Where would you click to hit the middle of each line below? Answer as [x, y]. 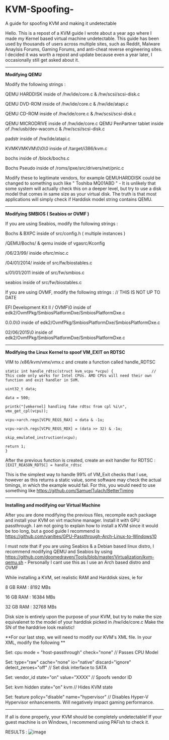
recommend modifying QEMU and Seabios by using [59, 551]
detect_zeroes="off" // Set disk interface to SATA [56, 667]
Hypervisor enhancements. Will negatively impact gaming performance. [80, 702]
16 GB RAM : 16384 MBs [30, 597]
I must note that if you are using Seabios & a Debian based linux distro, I [80, 546]
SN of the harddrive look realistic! [40, 627]
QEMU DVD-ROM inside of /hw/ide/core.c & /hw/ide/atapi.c [67, 104]
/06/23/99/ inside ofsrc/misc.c [37, 253]
